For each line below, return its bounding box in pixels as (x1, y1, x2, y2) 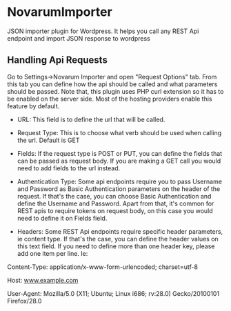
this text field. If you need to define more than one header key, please (17, 242, 215, 250)
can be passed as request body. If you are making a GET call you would (17, 157, 221, 165)
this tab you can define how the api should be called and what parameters (7, 80, 218, 88)
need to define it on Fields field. (17, 214, 108, 222)
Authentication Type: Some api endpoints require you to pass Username (17, 177, 223, 185)
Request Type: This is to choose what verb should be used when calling (17, 128, 222, 137)
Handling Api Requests (7, 54, 108, 66)
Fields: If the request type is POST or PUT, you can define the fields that (17, 149, 223, 157)
